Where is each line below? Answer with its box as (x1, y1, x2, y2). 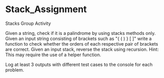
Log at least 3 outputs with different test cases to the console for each (5, 61, 153, 67)
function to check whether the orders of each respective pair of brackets (5, 41, 158, 47)
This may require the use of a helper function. (5, 52, 101, 58)
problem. (5, 67, 24, 73)
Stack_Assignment (5, 4, 87, 15)
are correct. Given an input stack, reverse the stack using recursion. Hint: (5, 46, 159, 52)
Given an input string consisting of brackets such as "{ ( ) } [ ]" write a (5, 35, 152, 42)
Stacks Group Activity (5, 20, 51, 26)
